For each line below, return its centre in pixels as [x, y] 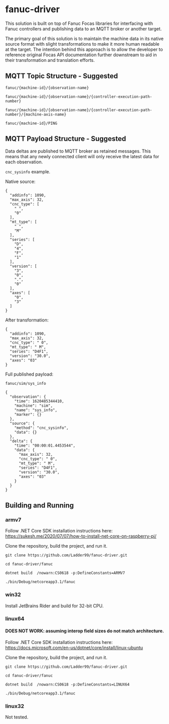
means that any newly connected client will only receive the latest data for [82, 156]
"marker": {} [28, 414]
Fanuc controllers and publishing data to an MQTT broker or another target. [83, 28]
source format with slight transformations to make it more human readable [82, 44]
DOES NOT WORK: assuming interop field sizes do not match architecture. [84, 631]
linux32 [15, 706]
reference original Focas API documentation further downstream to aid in [81, 55]
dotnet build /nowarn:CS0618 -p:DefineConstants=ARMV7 [65, 573]
